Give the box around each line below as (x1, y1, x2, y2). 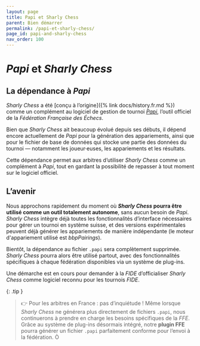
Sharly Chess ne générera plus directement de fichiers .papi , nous (20, 308, 186, 315)
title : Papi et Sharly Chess (6, 14, 79, 20)
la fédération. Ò (20, 333, 60, 341)
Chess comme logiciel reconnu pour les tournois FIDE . (6, 276, 140, 283)
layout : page (6, 8, 39, 15)
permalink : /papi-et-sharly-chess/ (6, 25, 95, 32)
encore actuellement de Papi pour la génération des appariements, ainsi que (6, 132, 195, 139)
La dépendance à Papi (6, 86, 91, 96)
